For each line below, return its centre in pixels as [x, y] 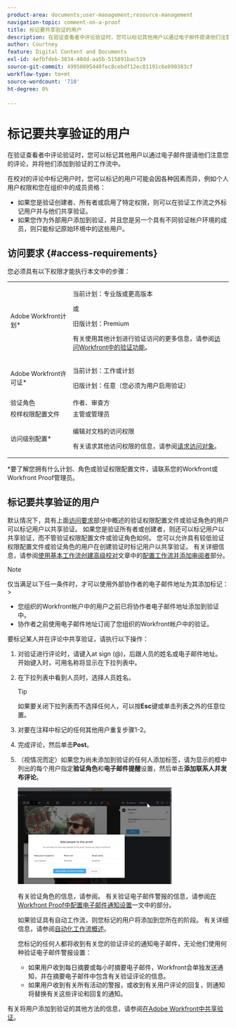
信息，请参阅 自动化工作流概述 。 [64, 929]
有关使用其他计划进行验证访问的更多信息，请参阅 [143, 338]
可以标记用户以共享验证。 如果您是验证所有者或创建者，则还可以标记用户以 [116, 529]
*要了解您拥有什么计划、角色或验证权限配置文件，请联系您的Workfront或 [113, 469]
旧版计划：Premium [101, 323]
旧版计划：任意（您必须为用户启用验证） [131, 385]
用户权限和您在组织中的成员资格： [57, 188]
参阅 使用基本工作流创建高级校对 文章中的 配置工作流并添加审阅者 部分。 [127, 556]
